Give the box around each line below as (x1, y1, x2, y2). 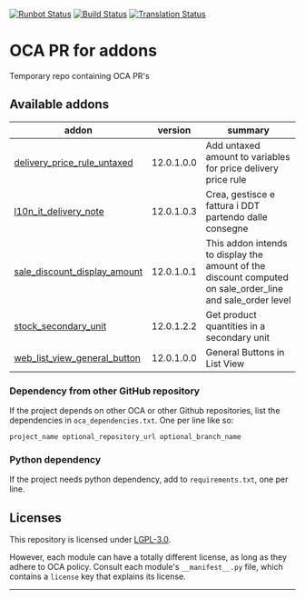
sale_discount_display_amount (14, 265, 143, 277)
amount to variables (205, 150, 290, 163)
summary (227, 124, 270, 136)
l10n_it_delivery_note (14, 205, 104, 217)
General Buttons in (205, 345, 285, 358)
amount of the (205, 259, 266, 272)
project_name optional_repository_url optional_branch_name (9, 433, 242, 442)
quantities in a (205, 319, 266, 332)
